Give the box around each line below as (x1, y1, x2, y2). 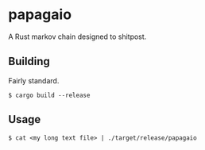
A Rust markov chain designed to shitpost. (8, 32, 147, 41)
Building (8, 55, 50, 68)
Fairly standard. (8, 75, 60, 85)
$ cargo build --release (8, 91, 91, 99)
